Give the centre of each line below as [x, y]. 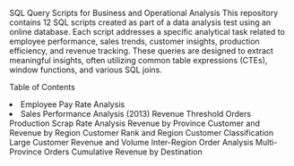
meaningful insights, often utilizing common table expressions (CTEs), [138, 60]
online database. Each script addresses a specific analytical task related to [147, 32]
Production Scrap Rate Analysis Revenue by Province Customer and [134, 123]
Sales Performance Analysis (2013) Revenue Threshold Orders [136, 114]
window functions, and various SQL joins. [86, 70]
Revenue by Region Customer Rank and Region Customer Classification [142, 133]
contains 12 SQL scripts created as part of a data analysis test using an [140, 22]
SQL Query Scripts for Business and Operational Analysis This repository [144, 13]
